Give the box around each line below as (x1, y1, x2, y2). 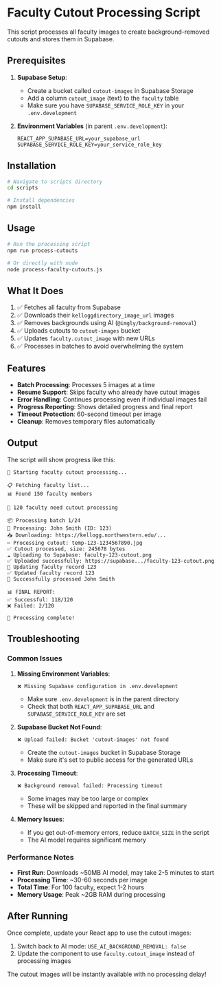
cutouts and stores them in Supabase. (7, 34, 115, 43)
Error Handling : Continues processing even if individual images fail (16, 395, 207, 404)
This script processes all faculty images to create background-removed (7, 28, 210, 36)
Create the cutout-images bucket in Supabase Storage (27, 748, 181, 756)
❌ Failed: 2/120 (7, 602, 55, 609)
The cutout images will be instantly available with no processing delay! (7, 970, 207, 978)
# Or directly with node (7, 260, 78, 267)
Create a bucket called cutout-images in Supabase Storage (27, 86, 194, 94)
